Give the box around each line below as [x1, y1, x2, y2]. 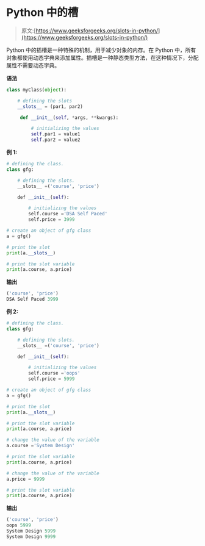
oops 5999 [6, 522, 32, 528]
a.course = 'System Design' [6, 443, 75, 449]
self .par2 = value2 [31, 137, 81, 143]
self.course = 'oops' [28, 370, 81, 376]
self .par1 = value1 [31, 131, 81, 137]
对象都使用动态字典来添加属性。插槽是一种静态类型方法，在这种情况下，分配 [6, 54, 199, 61]
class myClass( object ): [6, 87, 67, 93]
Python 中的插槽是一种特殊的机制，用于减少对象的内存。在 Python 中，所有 [6, 46, 196, 54]
